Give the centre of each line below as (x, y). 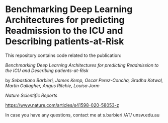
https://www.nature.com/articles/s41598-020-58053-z (62, 105)
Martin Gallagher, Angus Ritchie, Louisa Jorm (52, 85)
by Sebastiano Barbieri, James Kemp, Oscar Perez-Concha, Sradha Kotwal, (84, 80)
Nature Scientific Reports (31, 95)
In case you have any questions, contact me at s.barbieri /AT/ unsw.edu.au (82, 115)
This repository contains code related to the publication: (63, 55)
